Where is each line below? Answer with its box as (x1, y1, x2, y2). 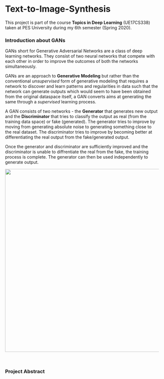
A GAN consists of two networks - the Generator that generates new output (5, 108, 158, 114)
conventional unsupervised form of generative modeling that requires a (5, 78, 148, 84)
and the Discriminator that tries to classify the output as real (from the (5, 114, 147, 120)
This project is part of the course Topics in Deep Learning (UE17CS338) (5, 20, 150, 25)
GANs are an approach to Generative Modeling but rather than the (5, 73, 139, 79)
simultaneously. (5, 63, 37, 69)
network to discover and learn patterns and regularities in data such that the (5, 83, 158, 89)
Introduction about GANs (5, 37, 66, 43)
